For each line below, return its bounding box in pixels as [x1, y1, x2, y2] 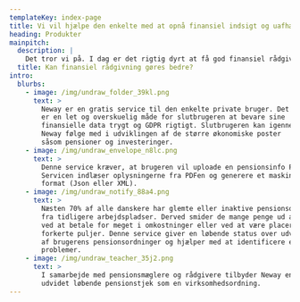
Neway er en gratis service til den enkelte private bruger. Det [41, 105, 290, 113]
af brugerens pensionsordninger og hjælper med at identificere [41, 238, 286, 247]
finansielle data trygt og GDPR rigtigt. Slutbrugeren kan [41, 122, 266, 130]
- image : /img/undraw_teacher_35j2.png [25, 254, 174, 264]
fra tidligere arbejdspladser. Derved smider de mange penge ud [41, 212, 286, 222]
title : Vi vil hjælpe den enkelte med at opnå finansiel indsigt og [9, 21, 270, 30]
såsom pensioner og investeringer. [41, 138, 174, 147]
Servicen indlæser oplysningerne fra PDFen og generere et [41, 171, 266, 180]
